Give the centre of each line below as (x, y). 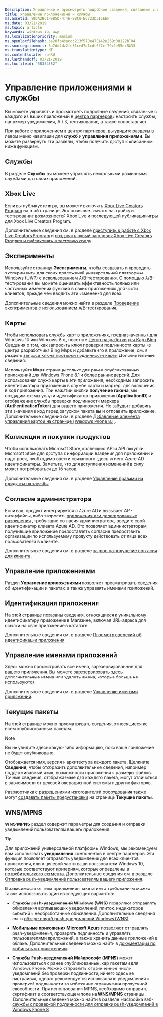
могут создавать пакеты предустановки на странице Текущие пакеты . (79, 797)
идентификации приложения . (35, 640)
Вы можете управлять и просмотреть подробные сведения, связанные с (81, 112)
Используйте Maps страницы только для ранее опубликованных (72, 370)
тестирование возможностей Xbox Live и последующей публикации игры (81, 216)
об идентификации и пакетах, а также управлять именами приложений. (80, 588)
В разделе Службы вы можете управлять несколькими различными (76, 173)
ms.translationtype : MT (29, 50)
